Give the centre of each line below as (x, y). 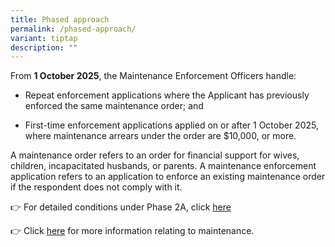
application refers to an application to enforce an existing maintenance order (168, 177)
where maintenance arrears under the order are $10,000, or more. (160, 136)
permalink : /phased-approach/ (73, 29)
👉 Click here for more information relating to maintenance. (132, 231)
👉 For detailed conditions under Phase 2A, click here (121, 207)
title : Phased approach (60, 19)
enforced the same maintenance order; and (114, 106)
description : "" (44, 47)
